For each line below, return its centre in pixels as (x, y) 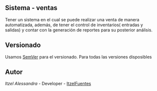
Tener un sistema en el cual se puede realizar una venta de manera (72, 19)
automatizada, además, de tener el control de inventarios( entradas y (74, 25)
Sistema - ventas (31, 8)
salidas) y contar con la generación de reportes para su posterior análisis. (79, 30)
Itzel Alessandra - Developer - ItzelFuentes (48, 84)
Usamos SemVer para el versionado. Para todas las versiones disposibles (78, 57)
